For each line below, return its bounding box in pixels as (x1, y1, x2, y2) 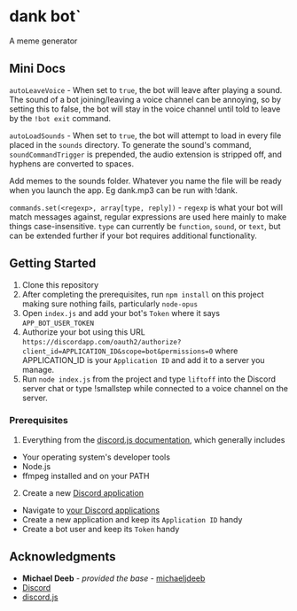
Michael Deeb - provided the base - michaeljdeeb (21, 573, 206, 584)
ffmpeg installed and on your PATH (21, 470, 150, 481)
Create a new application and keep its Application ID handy (21, 514, 243, 524)
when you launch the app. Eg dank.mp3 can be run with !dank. (9, 184, 238, 196)
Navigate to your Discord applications (21, 505, 160, 515)
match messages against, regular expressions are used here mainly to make (9, 211, 287, 222)
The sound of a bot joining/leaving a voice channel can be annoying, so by (9, 94, 282, 104)
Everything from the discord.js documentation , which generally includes (21, 434, 285, 445)
